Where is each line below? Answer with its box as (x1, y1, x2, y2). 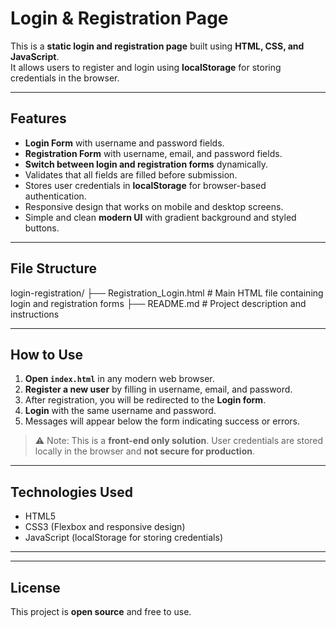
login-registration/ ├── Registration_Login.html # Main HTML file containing (10, 287, 324, 299)
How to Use (10, 346, 84, 363)
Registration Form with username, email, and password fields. (24, 147, 283, 159)
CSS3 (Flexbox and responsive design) (24, 521, 186, 533)
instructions (10, 308, 60, 320)
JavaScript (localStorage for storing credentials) (24, 532, 224, 544)
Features (10, 110, 67, 127)
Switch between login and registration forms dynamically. (24, 158, 269, 170)
